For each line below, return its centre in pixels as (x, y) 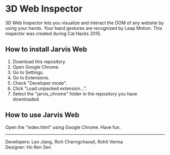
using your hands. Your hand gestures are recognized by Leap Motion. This (84, 28)
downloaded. (26, 99)
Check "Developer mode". (40, 83)
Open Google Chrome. (36, 67)
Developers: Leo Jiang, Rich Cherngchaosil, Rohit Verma (64, 141)
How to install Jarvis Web (46, 49)
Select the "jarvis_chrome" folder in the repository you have (75, 93)
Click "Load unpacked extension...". (50, 88)
